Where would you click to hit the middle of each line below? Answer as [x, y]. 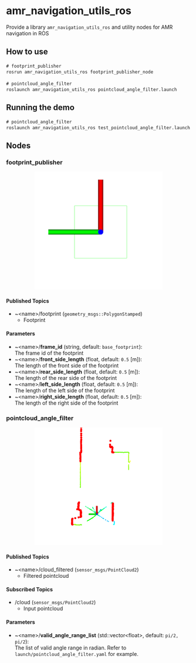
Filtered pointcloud [46, 576]
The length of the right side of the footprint [66, 403]
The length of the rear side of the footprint [66, 378]
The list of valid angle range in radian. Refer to [70, 648]
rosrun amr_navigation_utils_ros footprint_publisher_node [80, 72]
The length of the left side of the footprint [65, 390]
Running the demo [40, 108]
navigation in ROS [28, 33]
